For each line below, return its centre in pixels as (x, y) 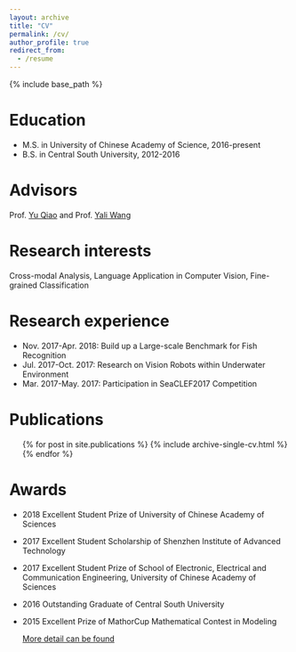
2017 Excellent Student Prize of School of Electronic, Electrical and (144, 567)
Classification (64, 285)
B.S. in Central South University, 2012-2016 (101, 154)
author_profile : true (49, 42)
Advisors (44, 190)
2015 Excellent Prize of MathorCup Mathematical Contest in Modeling (149, 621)
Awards (38, 489)
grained (24, 285)
